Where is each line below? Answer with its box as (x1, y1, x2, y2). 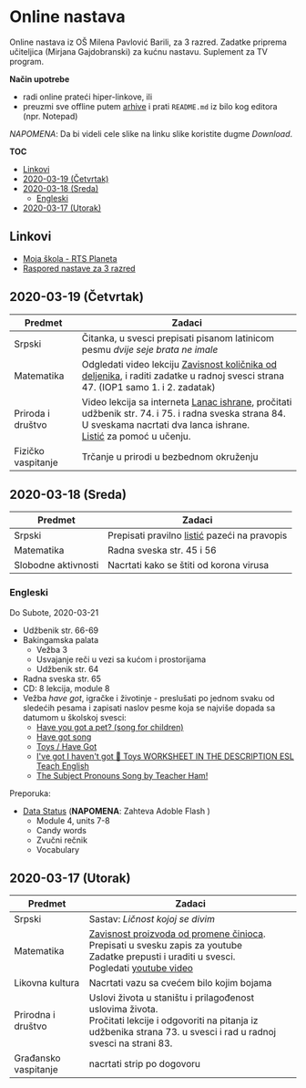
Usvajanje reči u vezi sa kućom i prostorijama (36, 654, 207, 665)
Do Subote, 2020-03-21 (9, 606, 99, 617)
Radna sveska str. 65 (22, 673, 102, 684)
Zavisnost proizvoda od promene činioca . (88, 927, 266, 940)
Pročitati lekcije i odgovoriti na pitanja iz (88, 1014, 259, 1027)
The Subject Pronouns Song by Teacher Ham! (36, 770, 209, 781)
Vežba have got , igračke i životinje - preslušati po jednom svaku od (22, 692, 275, 703)
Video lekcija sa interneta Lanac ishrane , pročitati (81, 395, 292, 408)
